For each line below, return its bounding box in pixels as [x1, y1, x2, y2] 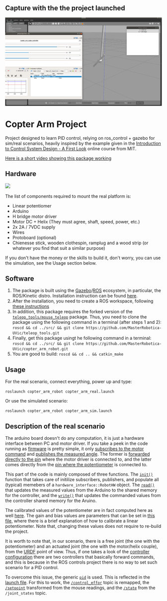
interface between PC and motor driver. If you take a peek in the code [5, 440, 148, 446]
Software [5, 274, 34, 283]
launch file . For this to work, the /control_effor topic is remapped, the [5, 579, 150, 585]
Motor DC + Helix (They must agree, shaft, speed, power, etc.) [12, 218, 140, 224]
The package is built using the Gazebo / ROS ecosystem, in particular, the [12, 288, 162, 294]
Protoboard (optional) [12, 234, 57, 240]
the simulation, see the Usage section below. [5, 260, 97, 266]
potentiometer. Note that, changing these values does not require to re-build [5, 523, 162, 529]
